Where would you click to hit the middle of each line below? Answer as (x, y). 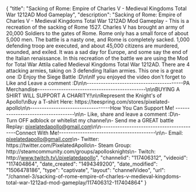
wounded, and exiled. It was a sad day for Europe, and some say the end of (97, 52)
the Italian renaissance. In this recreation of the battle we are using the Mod (97, 58)
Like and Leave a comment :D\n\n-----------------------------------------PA (98, 83)
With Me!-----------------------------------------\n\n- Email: (110, 133)
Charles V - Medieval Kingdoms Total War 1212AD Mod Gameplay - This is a (97, 21)
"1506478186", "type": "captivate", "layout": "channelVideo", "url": (86, 170)
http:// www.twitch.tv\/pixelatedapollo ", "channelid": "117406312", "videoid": (97, 158)
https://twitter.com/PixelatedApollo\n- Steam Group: (69, 145)
